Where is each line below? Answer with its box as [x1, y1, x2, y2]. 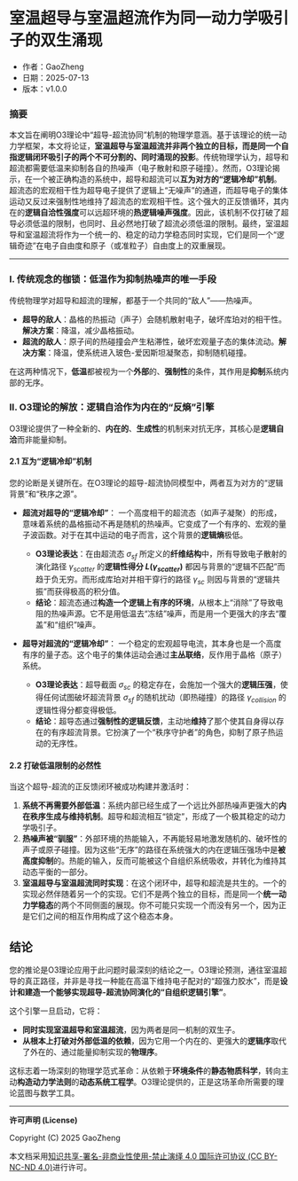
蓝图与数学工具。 [16, 1088, 80, 1099]
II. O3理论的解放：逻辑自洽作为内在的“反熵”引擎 [9, 401, 215, 413]
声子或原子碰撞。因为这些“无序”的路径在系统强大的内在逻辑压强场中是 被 [21, 844, 286, 856]
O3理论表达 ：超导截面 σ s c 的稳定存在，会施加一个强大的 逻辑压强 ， [35, 679, 281, 692]
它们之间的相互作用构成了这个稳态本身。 [29, 911, 178, 922]
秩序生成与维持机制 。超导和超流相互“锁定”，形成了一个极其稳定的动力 [29, 811, 286, 822]
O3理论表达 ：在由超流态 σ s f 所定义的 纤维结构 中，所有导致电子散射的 [35, 549, 287, 561]
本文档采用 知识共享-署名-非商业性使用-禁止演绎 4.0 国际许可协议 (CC [9, 1151, 263, 1161]
